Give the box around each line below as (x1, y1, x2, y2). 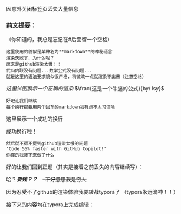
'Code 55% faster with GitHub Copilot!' (6, 146, 107, 152)
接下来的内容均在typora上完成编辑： (6, 201, 94, 208)
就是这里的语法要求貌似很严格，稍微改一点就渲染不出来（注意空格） (6, 74, 147, 80)
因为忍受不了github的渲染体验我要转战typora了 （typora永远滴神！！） (6, 189, 179, 196)
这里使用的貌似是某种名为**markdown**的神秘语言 (6, 49, 113, 55)
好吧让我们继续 (6, 98, 37, 104)
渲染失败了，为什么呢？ (6, 55, 55, 61)
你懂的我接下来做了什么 (6, 153, 55, 158)
